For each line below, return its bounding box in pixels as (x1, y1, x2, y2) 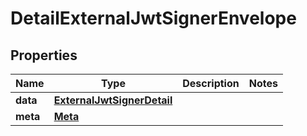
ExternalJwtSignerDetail (53, 93, 173, 107)
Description (182, 77, 240, 90)
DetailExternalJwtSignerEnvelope (10, 7, 297, 30)
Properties (10, 47, 78, 64)
